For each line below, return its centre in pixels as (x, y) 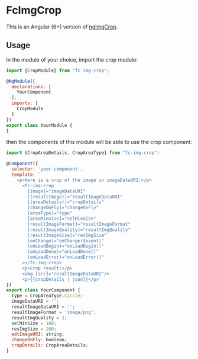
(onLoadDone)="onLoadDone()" (63, 252)
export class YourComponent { (43, 290)
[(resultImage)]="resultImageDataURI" (75, 197)
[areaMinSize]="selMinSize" (62, 219)
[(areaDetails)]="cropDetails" (66, 202)
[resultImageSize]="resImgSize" (67, 235)
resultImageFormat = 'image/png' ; (54, 312)
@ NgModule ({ (21, 81)
